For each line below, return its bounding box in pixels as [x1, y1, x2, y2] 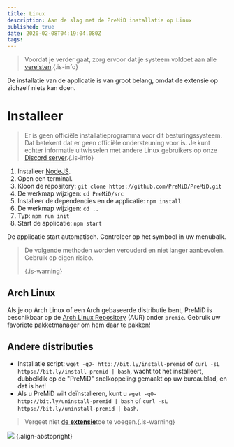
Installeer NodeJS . [17, 167, 71, 175]
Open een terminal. [17, 175, 73, 183]
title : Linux [7, 10, 45, 17]
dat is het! [17, 381, 47, 390]
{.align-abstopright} [15, 432, 73, 440]
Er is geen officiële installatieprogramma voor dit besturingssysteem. [24, 131, 223, 140]
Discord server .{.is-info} [24, 154, 94, 162]
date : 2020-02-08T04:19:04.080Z [7, 29, 101, 37]
